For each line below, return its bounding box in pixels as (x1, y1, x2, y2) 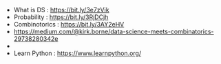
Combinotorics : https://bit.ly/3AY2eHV (13, 20, 125, 28)
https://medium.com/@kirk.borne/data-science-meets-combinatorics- (13, 27, 214, 35)
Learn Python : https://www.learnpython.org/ (13, 49, 142, 57)
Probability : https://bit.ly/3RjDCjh (13, 13, 109, 21)
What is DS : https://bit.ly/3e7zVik (13, 6, 109, 14)
